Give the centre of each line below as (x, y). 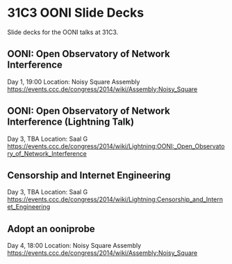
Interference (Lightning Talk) (71, 122)
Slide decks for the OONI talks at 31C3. (63, 32)
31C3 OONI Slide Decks (76, 13)
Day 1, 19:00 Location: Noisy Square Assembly (74, 81)
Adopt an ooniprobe (51, 229)
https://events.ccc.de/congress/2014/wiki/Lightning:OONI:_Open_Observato (116, 146)
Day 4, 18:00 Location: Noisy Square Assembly (74, 246)
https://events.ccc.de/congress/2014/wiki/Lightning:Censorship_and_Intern (115, 199)
